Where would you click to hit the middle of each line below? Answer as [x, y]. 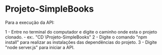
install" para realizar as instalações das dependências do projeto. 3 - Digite [81, 42]
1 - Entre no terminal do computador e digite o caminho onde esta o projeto [81, 32]
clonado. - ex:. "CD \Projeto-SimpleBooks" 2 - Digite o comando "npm [76, 37]
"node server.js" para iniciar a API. [40, 47]
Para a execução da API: [30, 22]
